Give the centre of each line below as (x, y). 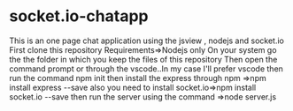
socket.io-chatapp (79, 16)
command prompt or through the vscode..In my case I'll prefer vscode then (146, 69)
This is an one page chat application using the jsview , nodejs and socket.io (147, 41)
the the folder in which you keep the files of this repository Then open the (143, 59)
